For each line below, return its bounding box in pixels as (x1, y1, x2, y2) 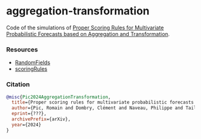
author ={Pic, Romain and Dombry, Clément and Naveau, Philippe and (11, 105, 184, 111)
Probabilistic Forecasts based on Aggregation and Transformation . (6, 30, 170, 37)
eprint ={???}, (11, 111, 47, 117)
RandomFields (14, 59, 51, 67)
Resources (6, 45, 38, 53)
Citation (6, 80, 30, 89)
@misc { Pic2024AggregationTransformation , (6, 94, 111, 100)
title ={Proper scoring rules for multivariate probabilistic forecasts (11, 99, 194, 105)
